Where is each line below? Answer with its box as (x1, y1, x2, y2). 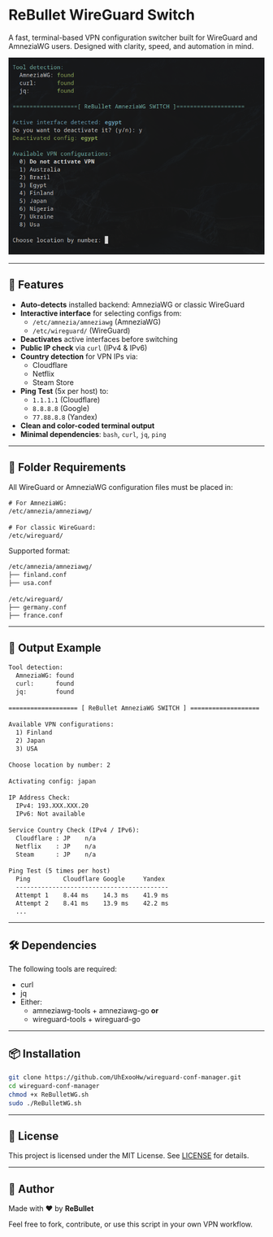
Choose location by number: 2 (8, 761, 111, 770)
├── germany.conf (8, 603, 67, 611)
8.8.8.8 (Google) (32, 403, 90, 413)
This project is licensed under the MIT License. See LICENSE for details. (8, 1151, 249, 1161)
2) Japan (15, 737, 45, 745)
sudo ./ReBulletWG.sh (8, 1099, 82, 1108)
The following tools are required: (8, 964, 118, 974)
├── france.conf (8, 611, 63, 619)
